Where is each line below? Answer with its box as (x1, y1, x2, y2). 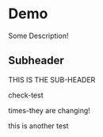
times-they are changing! (8, 105, 91, 115)
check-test (8, 90, 44, 100)
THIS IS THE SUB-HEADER (8, 74, 96, 84)
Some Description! (8, 31, 69, 40)
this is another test (8, 120, 69, 131)
